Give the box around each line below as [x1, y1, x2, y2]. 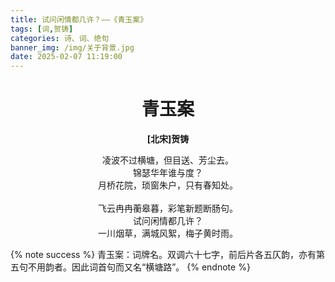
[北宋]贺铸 [146, 133, 190, 145]
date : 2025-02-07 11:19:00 [10, 52, 123, 62]
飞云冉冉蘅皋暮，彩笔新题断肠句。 [98, 202, 238, 215]
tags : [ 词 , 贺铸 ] [10, 24, 74, 34]
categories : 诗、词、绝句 [10, 33, 110, 43]
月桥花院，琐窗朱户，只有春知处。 [98, 179, 238, 191]
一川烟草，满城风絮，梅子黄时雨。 [98, 227, 238, 240]
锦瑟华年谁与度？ [133, 167, 203, 179]
